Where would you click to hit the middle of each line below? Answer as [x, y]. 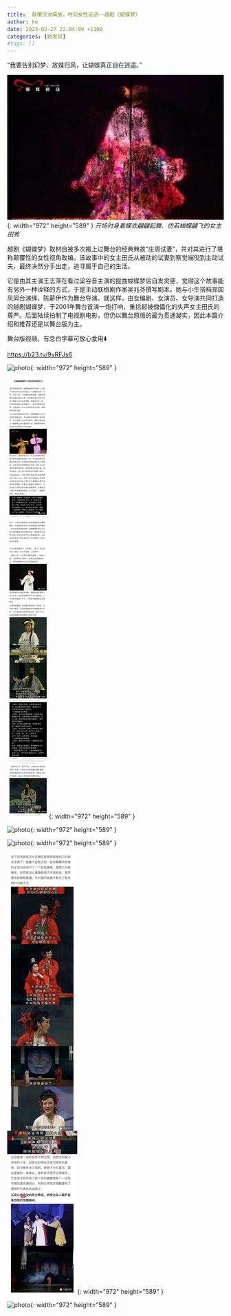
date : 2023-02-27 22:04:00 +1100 [55, 29]
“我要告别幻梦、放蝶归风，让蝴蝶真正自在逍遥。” [75, 65]
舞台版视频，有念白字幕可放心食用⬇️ [57, 338]
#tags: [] [21, 44]
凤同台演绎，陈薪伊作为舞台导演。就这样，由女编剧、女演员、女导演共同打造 [115, 298]
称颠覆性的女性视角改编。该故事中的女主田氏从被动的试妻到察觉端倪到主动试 [115, 257]
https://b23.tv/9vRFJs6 [40, 354]
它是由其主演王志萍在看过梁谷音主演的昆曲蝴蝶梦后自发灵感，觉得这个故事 [112, 281]
